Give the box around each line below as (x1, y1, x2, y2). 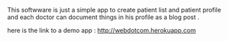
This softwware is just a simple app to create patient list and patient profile (7, 6, 222, 14)
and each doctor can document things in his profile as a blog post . (7, 13, 200, 21)
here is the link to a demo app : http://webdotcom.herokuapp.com (7, 27, 197, 34)
